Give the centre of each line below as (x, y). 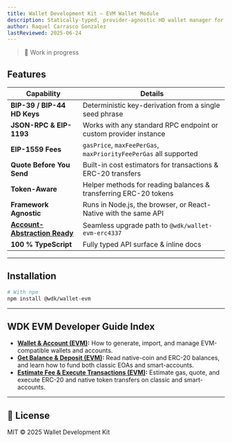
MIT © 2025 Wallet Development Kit (59, 432)
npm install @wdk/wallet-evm (49, 299)
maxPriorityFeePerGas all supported (140, 154)
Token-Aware (34, 189)
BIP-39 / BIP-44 (38, 106)
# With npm (23, 292)
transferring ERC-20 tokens (128, 194)
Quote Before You (40, 165)
